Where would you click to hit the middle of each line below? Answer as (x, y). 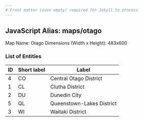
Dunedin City (66, 95)
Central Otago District (76, 78)
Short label (32, 70)
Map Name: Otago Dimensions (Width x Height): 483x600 (66, 43)
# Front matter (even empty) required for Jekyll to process (72, 10)
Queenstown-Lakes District (84, 103)
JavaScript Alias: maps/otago (54, 31)
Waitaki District (68, 112)
